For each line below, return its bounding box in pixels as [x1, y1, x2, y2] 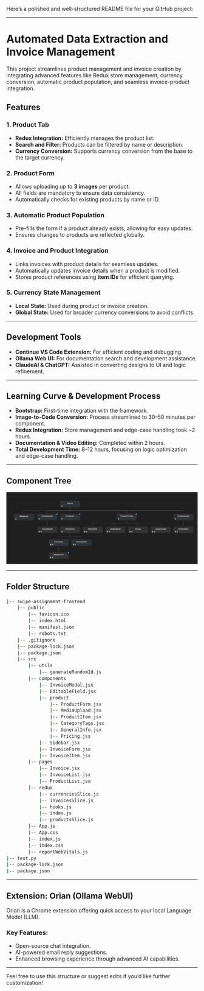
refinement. [15, 368, 44, 375]
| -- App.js [28, 823, 56, 830]
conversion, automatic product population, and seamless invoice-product [6, 78, 190, 85]
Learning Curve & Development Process [6, 391, 161, 401]
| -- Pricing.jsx [49, 733, 91, 739]
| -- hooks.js [38, 804, 72, 810]
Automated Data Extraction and [6, 32, 169, 46]
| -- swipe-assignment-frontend [6, 598, 86, 604]
